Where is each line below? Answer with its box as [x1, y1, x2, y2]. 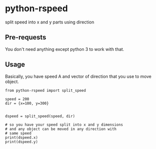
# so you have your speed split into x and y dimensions [5, 122, 123, 127]
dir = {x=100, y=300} [5, 101, 49, 106]
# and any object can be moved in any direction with [5, 127, 117, 131]
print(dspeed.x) [5, 135, 38, 140]
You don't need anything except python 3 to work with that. [5, 46, 124, 52]
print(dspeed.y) [5, 139, 38, 144]
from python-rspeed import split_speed [5, 88, 86, 93]
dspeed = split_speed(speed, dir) [5, 113, 76, 119]
